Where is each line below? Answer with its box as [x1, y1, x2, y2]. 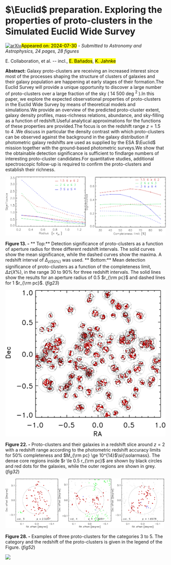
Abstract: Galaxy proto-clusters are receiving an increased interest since [5, 67, 159, 74]
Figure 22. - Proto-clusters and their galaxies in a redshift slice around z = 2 [5, 441, 165, 448]
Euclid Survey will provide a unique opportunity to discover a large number [5, 84, 162, 90]
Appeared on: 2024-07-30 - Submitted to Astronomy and [21, 42, 142, 49]
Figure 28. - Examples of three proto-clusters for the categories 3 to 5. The [5, 533, 163, 539]
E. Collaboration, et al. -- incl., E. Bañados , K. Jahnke [5, 58, 116, 64]
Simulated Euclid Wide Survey [5, 26, 136, 37]
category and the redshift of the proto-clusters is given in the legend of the [5, 539, 163, 545]
